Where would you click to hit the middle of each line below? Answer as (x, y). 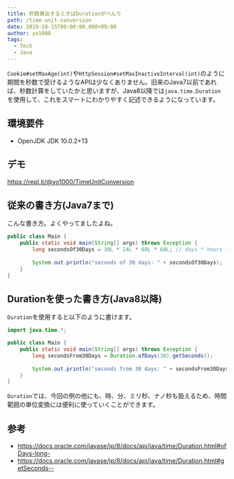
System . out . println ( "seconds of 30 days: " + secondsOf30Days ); (127, 262)
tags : (15, 40)
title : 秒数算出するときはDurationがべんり (64, 14)
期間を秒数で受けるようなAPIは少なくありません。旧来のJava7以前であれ (112, 82)
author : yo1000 (29, 33)
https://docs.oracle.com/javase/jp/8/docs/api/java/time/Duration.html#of (122, 446)
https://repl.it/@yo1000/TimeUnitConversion (71, 181)
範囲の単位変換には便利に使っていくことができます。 (83, 404)
